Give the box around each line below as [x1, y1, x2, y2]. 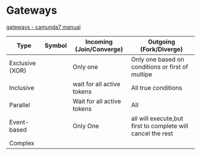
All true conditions [131, 83, 182, 92]
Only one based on [131, 55, 184, 63]
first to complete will [131, 121, 188, 130]
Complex [9, 139, 35, 147]
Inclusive [9, 83, 35, 92]
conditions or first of [131, 62, 188, 71]
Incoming [85, 37, 113, 45]
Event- [9, 118, 29, 126]
